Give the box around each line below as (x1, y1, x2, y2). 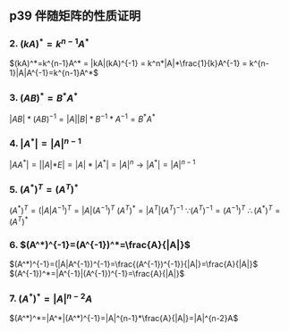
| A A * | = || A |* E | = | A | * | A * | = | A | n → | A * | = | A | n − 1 (9, 158, 196, 170)
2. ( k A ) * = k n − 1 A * (9, 36, 89, 50)
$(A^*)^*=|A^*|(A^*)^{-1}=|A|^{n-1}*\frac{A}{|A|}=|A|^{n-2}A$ (9, 313, 239, 324)
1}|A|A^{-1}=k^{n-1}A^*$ (9, 68, 98, 79)
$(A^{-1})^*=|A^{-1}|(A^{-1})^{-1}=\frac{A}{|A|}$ (9, 269, 185, 279)
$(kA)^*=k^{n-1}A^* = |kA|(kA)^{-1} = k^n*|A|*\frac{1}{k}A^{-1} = (9, 58, 248, 69)
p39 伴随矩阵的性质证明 (9, 8, 141, 24)
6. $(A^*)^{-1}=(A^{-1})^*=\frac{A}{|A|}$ (9, 238, 191, 251)
